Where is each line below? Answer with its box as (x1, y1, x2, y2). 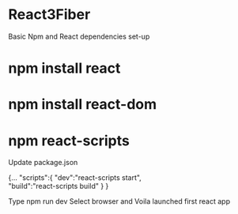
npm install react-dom (8, 96, 157, 114)
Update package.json (8, 158, 78, 167)
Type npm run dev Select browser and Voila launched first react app (8, 197, 231, 206)
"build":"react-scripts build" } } (8, 182, 109, 191)
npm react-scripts (8, 132, 130, 149)
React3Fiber (8, 6, 91, 24)
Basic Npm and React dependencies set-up (8, 32, 150, 41)
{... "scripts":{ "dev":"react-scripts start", (8, 173, 142, 182)
